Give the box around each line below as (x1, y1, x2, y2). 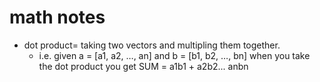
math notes (9, 6, 106, 29)
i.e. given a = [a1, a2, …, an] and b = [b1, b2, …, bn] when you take (38, 49, 311, 61)
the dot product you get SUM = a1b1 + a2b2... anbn (38, 60, 249, 72)
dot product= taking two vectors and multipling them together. (23, 39, 281, 51)
